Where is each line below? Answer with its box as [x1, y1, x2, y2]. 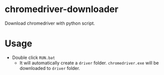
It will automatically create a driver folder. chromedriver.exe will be [19, 59, 159, 66]
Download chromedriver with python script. [5, 20, 95, 26]
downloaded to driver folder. [19, 65, 80, 71]
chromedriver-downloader [5, 4, 119, 15]
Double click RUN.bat [12, 54, 56, 60]
